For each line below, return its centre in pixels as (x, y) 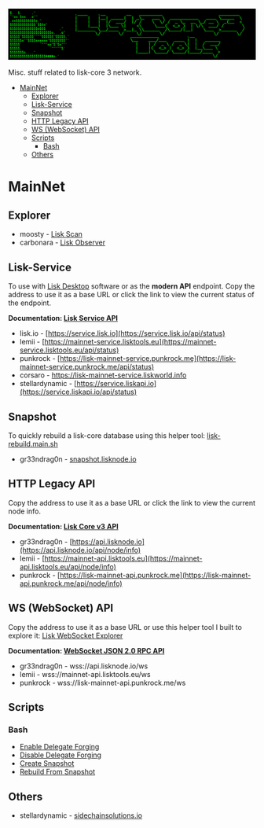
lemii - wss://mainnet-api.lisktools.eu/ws (85, 674)
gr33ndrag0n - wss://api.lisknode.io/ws (84, 666)
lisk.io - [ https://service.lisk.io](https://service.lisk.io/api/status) (122, 333)
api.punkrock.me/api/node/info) (71, 583)
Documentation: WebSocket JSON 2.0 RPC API (86, 650)
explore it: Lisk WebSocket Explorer (66, 635)
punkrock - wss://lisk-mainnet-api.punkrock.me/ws (103, 683)
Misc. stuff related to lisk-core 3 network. (75, 72)
